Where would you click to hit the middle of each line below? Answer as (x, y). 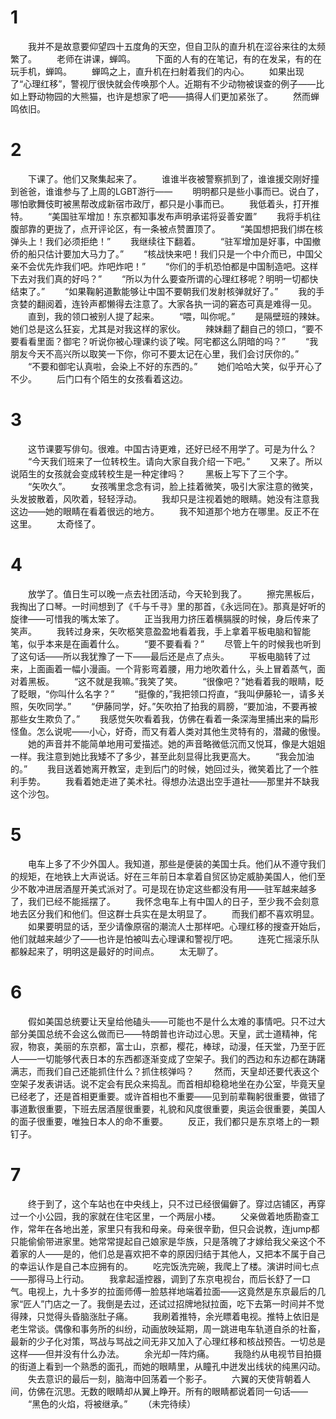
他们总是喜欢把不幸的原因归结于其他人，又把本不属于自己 (207, 1253)
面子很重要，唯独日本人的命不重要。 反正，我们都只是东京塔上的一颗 (169, 1121)
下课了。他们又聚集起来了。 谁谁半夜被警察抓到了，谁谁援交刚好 (169, 178)
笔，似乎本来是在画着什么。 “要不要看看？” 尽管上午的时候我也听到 (166, 643)
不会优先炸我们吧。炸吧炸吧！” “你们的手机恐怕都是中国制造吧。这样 (168, 266)
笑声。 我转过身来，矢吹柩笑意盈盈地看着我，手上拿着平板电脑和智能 (160, 631)
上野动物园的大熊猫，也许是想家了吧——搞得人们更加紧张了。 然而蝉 (169, 96)
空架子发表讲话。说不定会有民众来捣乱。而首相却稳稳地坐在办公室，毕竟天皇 (168, 1083)
